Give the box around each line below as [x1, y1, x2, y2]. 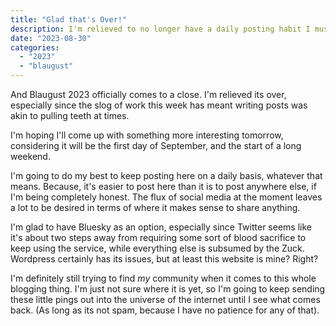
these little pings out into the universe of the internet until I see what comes [10, 294, 321, 305]
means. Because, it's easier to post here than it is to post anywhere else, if [10, 181, 317, 192]
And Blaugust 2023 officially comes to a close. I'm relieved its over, [10, 89, 287, 100]
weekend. [10, 151, 51, 162]
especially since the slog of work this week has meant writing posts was [10, 99, 308, 111]
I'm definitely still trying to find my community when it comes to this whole [10, 272, 317, 284]
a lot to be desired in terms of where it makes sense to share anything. [10, 202, 301, 213]
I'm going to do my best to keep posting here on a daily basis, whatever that [10, 170, 323, 181]
